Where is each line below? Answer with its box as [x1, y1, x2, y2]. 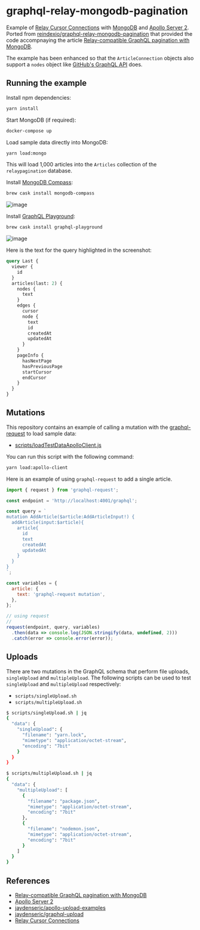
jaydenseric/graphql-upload [14, 910, 84, 917]
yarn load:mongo [6, 150, 47, 156]
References [6, 876, 50, 886]
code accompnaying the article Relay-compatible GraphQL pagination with [6, 36, 190, 44]
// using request [6, 613, 50, 619]
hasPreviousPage [21, 363, 63, 369]
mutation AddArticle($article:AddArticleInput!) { [6, 514, 135, 520]
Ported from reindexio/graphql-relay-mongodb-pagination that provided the [6, 30, 193, 37]
